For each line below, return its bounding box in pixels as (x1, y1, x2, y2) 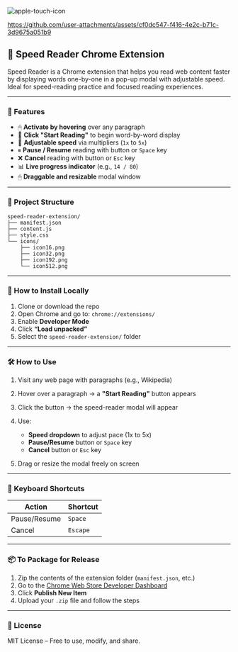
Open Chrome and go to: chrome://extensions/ (17, 309, 156, 318)
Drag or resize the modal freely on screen (17, 459, 140, 468)
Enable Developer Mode (17, 317, 90, 325)
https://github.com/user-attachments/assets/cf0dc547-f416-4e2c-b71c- (7, 21, 220, 28)
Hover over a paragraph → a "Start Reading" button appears (17, 390, 196, 398)
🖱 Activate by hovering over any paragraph (17, 123, 145, 131)
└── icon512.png (20, 263, 69, 270)
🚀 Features (7, 106, 45, 116)
